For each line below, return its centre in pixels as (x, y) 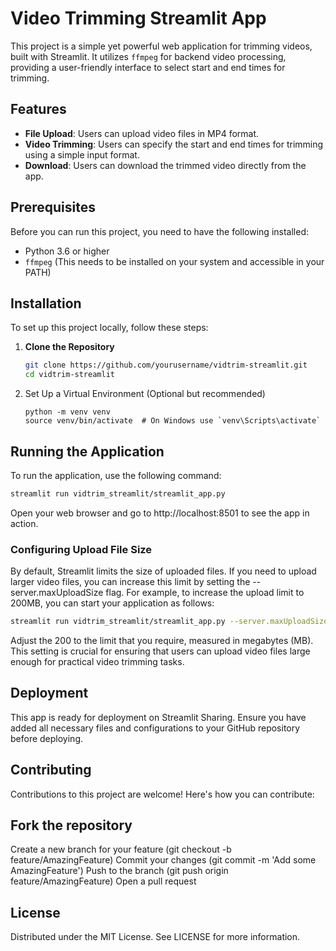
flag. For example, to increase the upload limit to (205, 593)
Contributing (51, 770)
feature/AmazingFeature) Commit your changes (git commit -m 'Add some (163, 860)
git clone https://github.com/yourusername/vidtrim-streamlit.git (166, 365)
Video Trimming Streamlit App (138, 18)
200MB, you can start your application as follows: (112, 603)
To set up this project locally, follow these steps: (109, 328)
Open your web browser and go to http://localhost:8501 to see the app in (160, 513)
